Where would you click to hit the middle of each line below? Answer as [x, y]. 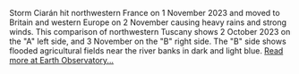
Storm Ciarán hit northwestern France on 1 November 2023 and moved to [145, 13]
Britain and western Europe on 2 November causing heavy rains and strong [148, 22]
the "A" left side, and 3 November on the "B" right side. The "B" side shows [148, 41]
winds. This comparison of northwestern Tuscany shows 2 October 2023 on [150, 32]
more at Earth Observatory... [62, 60]
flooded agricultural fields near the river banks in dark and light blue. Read [146, 51]
